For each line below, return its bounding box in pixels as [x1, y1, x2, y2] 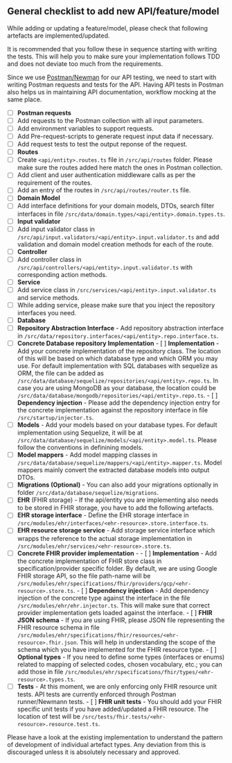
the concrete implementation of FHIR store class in [17, 557, 162, 565]
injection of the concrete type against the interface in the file [17, 594, 190, 602]
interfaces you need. [17, 308, 77, 317]
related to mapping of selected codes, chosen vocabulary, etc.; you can [17, 660, 223, 669]
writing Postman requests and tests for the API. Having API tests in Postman [7, 80, 224, 89]
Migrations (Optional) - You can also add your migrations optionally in [17, 480, 219, 489]
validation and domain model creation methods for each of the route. [17, 240, 214, 249]
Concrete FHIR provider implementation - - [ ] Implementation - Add [17, 548, 217, 557]
